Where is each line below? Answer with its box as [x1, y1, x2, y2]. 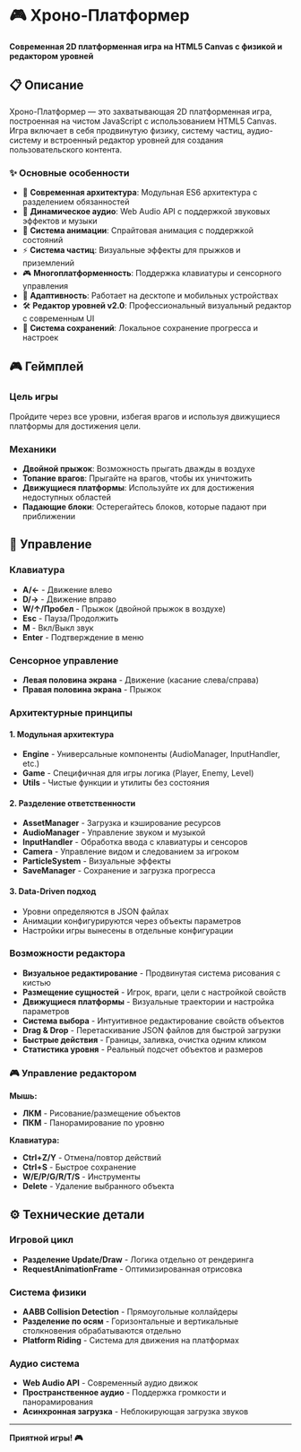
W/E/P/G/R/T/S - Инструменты [21, 1171, 141, 1182]
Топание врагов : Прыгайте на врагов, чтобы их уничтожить [21, 473, 253, 483]
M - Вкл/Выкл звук [21, 622, 94, 633]
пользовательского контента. [9, 143, 123, 155]
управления [21, 281, 69, 291]
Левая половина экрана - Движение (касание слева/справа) [21, 674, 260, 685]
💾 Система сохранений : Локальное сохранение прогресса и [21, 323, 258, 334]
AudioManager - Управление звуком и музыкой [21, 827, 206, 838]
